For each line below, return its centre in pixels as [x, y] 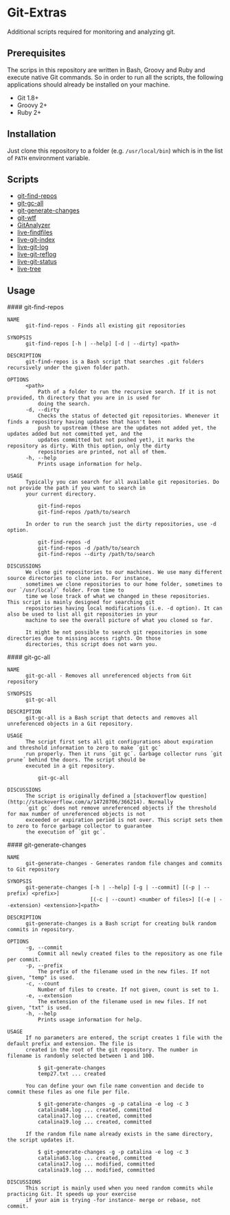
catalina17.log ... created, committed [95, 1116]
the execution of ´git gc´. [66, 832]
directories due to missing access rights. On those [84, 638]
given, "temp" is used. [41, 978]
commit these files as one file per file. [69, 1092]
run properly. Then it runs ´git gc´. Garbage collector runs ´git [124, 754]
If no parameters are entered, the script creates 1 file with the [124, 1038]
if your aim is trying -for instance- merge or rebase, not [113, 1201]
